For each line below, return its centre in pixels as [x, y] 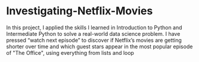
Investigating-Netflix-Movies [80, 11]
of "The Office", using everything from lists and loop [70, 52]
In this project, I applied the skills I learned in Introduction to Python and [94, 27]
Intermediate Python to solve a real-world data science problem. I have [93, 33]
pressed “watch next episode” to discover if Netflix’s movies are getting [94, 40]
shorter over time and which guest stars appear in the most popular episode [99, 46]
